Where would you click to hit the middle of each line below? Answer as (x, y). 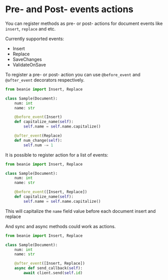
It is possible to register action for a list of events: (57, 155)
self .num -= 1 (38, 145)
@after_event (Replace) (38, 136)
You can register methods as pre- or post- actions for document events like (84, 23)
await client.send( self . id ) (53, 273)
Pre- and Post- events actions (69, 9)
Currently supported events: (35, 39)
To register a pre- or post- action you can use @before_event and (73, 74)
